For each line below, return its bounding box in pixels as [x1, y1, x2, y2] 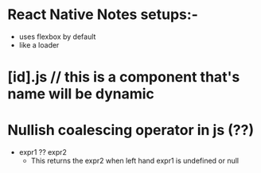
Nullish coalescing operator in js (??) [7, 121, 255, 140]
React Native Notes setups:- [7, 6, 198, 24]
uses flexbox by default [18, 32, 96, 41]
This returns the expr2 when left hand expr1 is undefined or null [30, 156, 240, 166]
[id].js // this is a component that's [7, 68, 240, 86]
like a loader [18, 40, 60, 49]
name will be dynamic [7, 85, 154, 103]
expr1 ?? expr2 [18, 148, 67, 157]
